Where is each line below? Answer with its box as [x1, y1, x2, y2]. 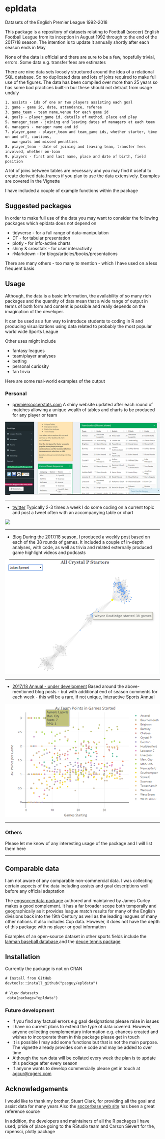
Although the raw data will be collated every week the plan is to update [12, 1055, 156, 1061]
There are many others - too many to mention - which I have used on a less [5, 260, 158, 266]
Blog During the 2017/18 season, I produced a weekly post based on [12, 534, 150, 540]
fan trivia [12, 368, 30, 374]
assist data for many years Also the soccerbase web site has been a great [5, 1103, 155, 1109]
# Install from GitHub [5, 976, 52, 981]
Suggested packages [5, 202, 72, 210]
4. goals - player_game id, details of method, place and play [5, 114, 137, 120]
